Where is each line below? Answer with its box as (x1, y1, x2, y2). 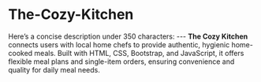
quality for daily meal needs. (8, 65, 100, 74)
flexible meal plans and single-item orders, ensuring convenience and (8, 57, 235, 66)
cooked (8, 48, 33, 58)
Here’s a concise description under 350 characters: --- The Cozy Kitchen (8, 32, 248, 41)
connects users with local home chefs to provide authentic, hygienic (8, 39, 230, 49)
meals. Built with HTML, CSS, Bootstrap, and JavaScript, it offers (34, 48, 244, 58)
